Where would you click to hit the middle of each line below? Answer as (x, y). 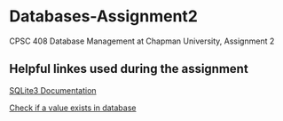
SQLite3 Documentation (53, 90)
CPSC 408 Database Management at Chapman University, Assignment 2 (142, 41)
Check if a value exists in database (73, 108)
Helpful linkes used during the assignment (129, 69)
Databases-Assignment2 (103, 16)
